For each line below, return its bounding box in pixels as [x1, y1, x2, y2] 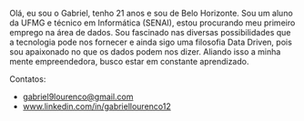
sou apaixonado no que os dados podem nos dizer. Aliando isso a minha [9, 46, 281, 57]
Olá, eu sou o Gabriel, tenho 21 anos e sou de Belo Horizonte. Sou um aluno [9, 8, 293, 18]
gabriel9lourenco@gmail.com [22, 91, 134, 102]
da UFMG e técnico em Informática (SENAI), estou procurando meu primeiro [9, 17, 296, 28]
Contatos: [9, 74, 46, 85]
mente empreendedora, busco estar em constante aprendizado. [9, 56, 249, 66]
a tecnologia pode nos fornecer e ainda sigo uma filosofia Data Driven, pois [9, 36, 293, 47]
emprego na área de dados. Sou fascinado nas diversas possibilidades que [9, 27, 291, 37]
